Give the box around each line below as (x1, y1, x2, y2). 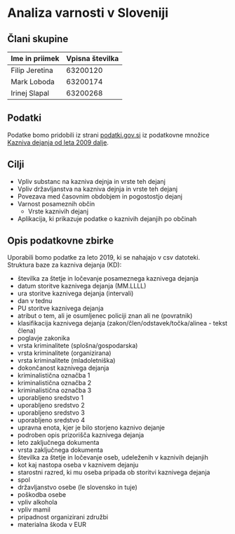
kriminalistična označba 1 (17, 371, 90, 380)
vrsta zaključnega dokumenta (17, 446, 104, 454)
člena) (17, 326, 36, 335)
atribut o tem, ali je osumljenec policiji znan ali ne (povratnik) (17, 312, 193, 320)
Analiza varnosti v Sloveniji (7, 5, 168, 21)
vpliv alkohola (17, 498, 58, 507)
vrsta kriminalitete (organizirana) (17, 349, 112, 357)
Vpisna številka (66, 54, 119, 63)
